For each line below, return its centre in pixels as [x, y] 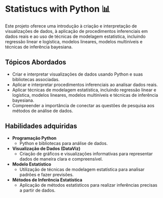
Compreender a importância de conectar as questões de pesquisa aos [83, 105]
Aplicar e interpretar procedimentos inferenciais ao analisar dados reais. [85, 85]
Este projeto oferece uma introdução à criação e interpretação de [71, 26]
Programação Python [34, 138]
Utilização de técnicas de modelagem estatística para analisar [82, 169]
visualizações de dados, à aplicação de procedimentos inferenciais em [76, 31]
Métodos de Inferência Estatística [47, 180]
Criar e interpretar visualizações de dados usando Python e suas [77, 74]
